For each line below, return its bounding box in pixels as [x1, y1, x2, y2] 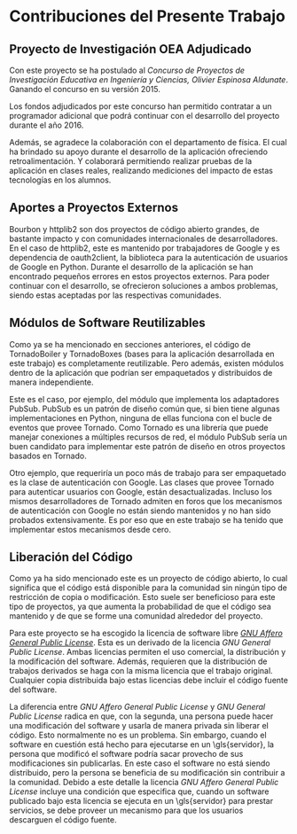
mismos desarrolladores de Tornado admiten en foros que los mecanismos [9, 495, 283, 506]
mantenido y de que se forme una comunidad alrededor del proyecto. [9, 611, 263, 621]
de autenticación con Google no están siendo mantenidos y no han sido [9, 505, 272, 516]
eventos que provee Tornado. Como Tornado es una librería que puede [9, 422, 269, 433]
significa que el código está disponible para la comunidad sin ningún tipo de [9, 582, 288, 593]
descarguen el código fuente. [9, 815, 117, 825]
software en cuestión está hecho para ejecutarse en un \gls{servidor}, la [9, 739, 275, 750]
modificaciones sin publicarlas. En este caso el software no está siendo [9, 758, 270, 768]
